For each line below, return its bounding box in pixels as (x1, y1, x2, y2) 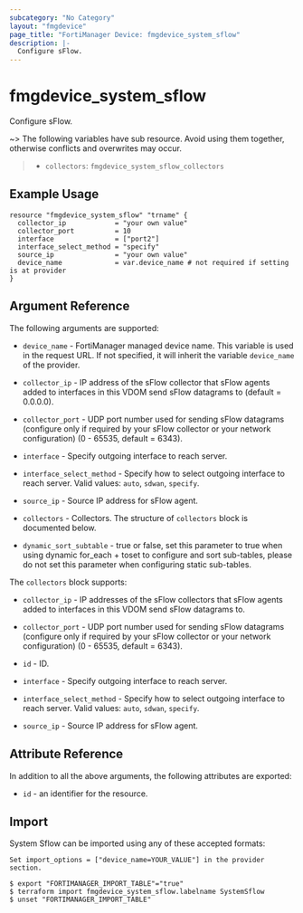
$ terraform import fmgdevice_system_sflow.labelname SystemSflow (9, 888, 265, 897)
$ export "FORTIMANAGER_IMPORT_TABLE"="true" (9, 880, 184, 889)
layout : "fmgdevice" (9, 22, 88, 31)
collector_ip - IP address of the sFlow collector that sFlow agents (22, 376, 270, 387)
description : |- (9, 38, 71, 48)
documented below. (22, 522, 97, 533)
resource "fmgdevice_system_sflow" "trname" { (9, 210, 188, 220)
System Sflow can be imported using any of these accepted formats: (9, 838, 266, 849)
